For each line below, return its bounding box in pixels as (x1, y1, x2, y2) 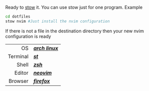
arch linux (33, 44, 58, 52)
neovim (33, 69, 52, 76)
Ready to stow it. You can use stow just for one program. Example (5, 5, 143, 10)
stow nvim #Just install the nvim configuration (5, 19, 110, 24)
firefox (33, 77, 50, 84)
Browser (8, 77, 29, 84)
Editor (14, 69, 29, 76)
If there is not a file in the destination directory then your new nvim (5, 28, 144, 34)
